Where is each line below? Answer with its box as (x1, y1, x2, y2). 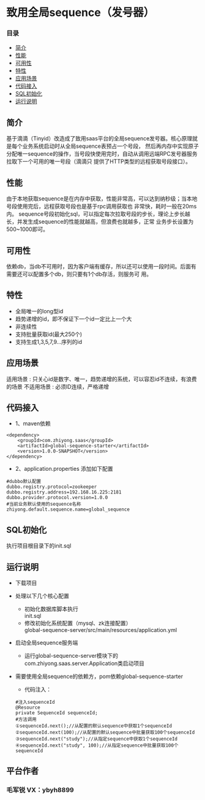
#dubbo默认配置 (6, 479, 42, 485)
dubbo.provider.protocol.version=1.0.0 (6, 495, 108, 501)
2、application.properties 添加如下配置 (15, 465, 113, 473)
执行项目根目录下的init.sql (6, 542, 72, 549)
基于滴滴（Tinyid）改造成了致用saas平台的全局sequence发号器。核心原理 (6, 135, 193, 142)
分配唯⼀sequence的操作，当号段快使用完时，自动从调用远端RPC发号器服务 (6, 150, 198, 158)
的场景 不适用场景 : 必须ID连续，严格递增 (6, 383, 109, 390)
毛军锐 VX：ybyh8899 (6, 786, 75, 794)
